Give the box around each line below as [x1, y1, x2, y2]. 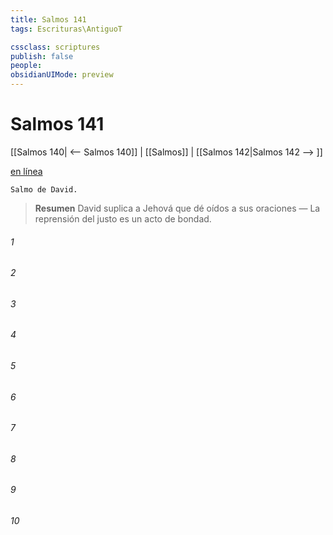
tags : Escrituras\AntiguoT [10, 24, 123, 34]
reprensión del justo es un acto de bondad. [34, 212, 212, 225]
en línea [10, 165, 43, 177]
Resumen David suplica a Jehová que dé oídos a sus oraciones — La [34, 202, 321, 214]
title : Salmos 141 [10, 14, 87, 25]
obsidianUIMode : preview [10, 70, 114, 80]
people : [10, 61, 43, 71]
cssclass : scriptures [10, 42, 101, 52]
